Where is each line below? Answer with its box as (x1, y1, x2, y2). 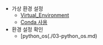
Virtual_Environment (20, 12, 69, 19)
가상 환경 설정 (11, 5, 43, 12)
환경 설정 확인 (11, 26, 43, 33)
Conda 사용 (20, 19, 48, 25)
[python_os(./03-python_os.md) (20, 33, 98, 39)
